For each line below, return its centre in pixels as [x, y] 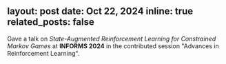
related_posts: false [51, 22]
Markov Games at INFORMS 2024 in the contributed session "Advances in [113, 46]
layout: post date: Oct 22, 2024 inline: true [100, 11]
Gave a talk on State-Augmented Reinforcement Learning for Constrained [112, 39]
